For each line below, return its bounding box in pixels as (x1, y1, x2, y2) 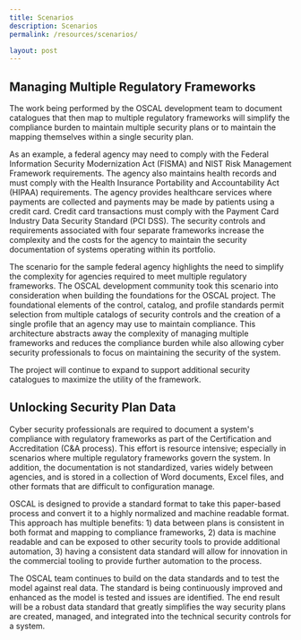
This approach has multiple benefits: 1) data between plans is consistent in (9, 517, 285, 528)
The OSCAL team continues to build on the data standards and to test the (9, 573, 279, 584)
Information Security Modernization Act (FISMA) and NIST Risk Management (9, 159, 292, 169)
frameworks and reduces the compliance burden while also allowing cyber (9, 338, 285, 349)
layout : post (9, 46, 58, 55)
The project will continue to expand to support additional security (9, 365, 251, 376)
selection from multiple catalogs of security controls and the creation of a (9, 309, 280, 320)
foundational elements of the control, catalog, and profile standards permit (9, 299, 285, 310)
